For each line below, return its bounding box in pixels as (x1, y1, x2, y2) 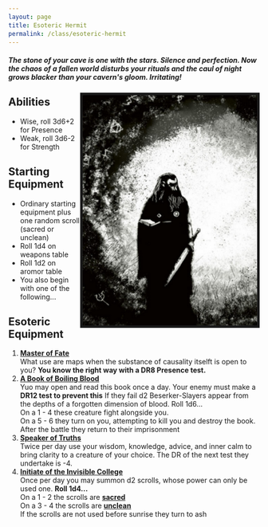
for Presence (19, 124, 63, 135)
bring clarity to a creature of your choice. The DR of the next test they (19, 450, 250, 460)
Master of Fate (19, 348, 70, 358)
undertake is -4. (19, 458, 73, 468)
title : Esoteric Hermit (8, 21, 88, 29)
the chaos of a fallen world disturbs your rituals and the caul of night (8, 64, 242, 73)
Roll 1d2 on (19, 258, 57, 267)
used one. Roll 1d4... (19, 484, 89, 494)
